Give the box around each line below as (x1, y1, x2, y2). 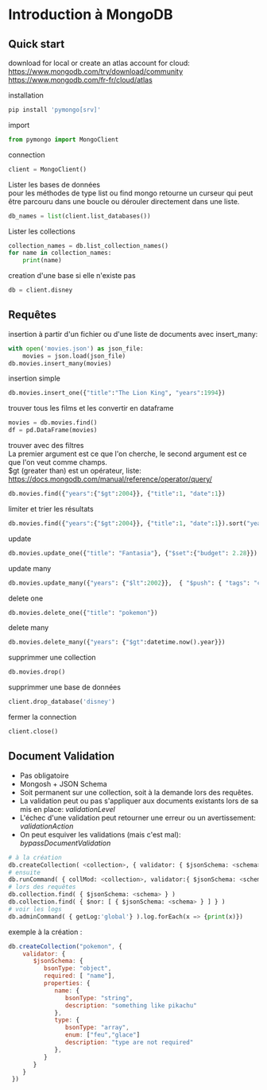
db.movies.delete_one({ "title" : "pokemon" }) (8, 609, 158, 617)
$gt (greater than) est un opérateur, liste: (8, 466, 141, 476)
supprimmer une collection (8, 653, 97, 663)
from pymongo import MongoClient (8, 135, 119, 144)
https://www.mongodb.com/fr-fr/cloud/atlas (8, 75, 153, 84)
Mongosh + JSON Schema (19, 779, 107, 788)
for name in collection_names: (8, 249, 112, 257)
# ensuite (8, 868, 41, 876)
